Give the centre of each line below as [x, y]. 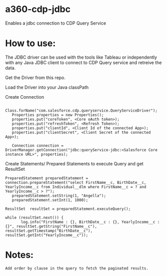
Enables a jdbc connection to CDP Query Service [56, 23]
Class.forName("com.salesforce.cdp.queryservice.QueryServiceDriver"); [81, 110]
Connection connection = [38, 146]
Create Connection [24, 97]
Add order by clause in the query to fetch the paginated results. [77, 268]
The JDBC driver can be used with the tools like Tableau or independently [81, 57]
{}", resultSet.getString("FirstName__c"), [51, 226]
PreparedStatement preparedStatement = [47, 178]
